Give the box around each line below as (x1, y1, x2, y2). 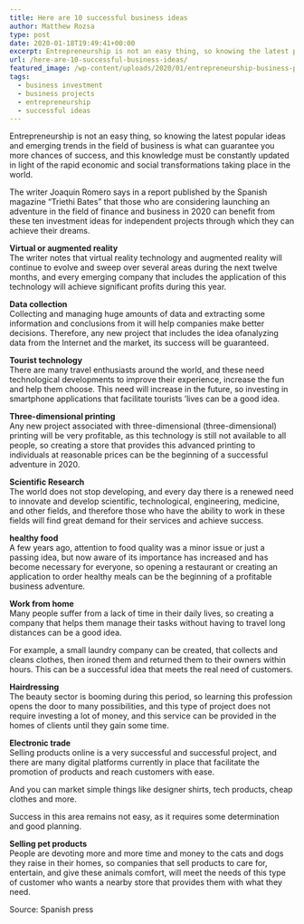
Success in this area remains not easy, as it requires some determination (9, 812, 280, 823)
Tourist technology (9, 355, 83, 366)
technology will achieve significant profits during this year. (9, 282, 227, 293)
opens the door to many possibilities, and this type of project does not (9, 701, 271, 712)
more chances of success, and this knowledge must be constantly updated (9, 150, 290, 161)
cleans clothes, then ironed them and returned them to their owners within (9, 654, 287, 666)
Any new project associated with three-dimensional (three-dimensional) (9, 420, 278, 431)
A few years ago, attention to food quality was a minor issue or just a (9, 543, 265, 553)
